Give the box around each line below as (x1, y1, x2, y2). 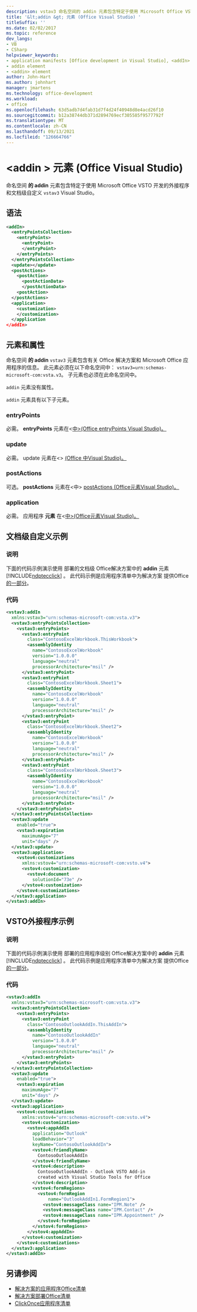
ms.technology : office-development (6, 90, 93, 96)
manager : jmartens (6, 85, 51, 91)
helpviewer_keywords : (6, 52, 59, 58)
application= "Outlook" (32, 1131, 88, 1136)
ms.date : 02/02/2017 (6, 25, 57, 31)
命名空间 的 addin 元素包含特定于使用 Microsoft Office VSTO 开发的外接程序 (6, 181, 189, 188)
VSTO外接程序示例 (6, 916, 74, 926)
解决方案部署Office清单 (14, 1293, 71, 1300)
